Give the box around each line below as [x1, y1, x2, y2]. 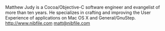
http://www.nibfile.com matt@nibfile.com [5, 20, 90, 26]
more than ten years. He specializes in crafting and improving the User [5, 9, 151, 15]
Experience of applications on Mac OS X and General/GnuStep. [5, 15, 136, 20]
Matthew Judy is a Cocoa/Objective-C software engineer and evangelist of [5, 4, 160, 10]
